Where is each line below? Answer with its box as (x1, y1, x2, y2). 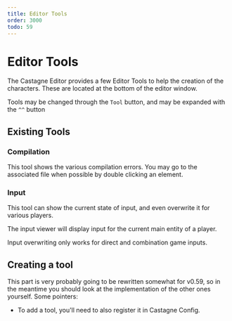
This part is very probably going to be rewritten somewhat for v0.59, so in (7, 277, 221, 286)
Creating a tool (7, 258, 74, 270)
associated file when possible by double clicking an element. (7, 170, 183, 178)
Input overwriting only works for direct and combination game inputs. (7, 238, 207, 247)
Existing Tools (7, 126, 70, 138)
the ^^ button (7, 105, 46, 114)
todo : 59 (7, 23, 33, 30)
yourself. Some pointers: (7, 292, 79, 301)
